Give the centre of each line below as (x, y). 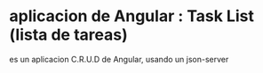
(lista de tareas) (68, 35)
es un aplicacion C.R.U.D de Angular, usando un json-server (119, 59)
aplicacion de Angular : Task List (132, 16)
